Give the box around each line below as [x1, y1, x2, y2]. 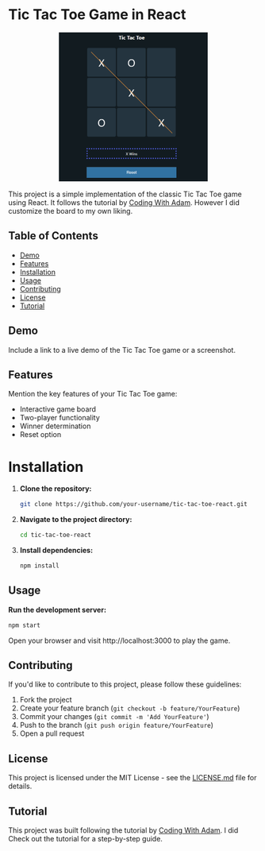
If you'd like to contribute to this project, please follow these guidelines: [8, 679, 242, 689]
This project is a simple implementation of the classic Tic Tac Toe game [8, 189, 242, 199]
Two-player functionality [19, 413, 101, 423]
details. [8, 781, 33, 791]
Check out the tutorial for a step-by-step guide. [8, 834, 163, 844]
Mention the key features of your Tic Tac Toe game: [8, 389, 178, 399]
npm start [8, 621, 41, 629]
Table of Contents [8, 229, 99, 243]
